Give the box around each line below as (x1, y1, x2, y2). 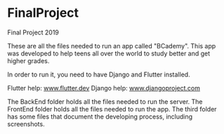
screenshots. (7, 119, 45, 128)
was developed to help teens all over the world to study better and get (7, 49, 211, 58)
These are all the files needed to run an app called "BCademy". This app (7, 41, 216, 50)
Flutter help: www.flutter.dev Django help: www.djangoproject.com (7, 83, 201, 92)
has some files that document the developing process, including (7, 112, 193, 121)
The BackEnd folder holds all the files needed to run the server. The (7, 97, 203, 106)
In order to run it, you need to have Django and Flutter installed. (7, 70, 191, 79)
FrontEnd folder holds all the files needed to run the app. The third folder (7, 105, 217, 113)
